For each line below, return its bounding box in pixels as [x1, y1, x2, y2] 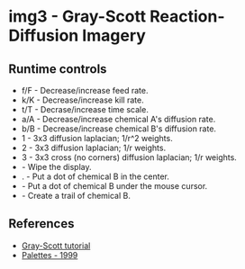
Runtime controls [8, 61, 107, 76]
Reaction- [149, 6, 226, 27]
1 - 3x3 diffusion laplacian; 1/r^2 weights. [21, 133, 173, 143]
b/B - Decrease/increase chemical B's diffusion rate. [21, 123, 217, 134]
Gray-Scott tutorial [21, 240, 91, 251]
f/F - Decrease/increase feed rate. [21, 85, 149, 95]
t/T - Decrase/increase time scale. [21, 104, 150, 114]
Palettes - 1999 [21, 249, 78, 260]
